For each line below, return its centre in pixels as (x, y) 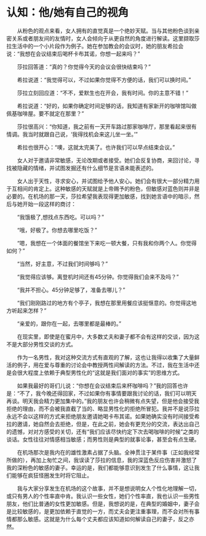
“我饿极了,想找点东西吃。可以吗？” (60, 217)
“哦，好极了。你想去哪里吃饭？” (57, 230)
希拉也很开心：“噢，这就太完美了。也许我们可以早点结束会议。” (96, 147)
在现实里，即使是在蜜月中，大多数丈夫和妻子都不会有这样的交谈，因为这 (108, 336)
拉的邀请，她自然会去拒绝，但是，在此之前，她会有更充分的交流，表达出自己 (103, 424)
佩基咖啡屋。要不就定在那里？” (45, 113)
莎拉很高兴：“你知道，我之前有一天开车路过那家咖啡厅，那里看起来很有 (107, 126)
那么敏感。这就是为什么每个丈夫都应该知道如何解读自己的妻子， (97, 519)
